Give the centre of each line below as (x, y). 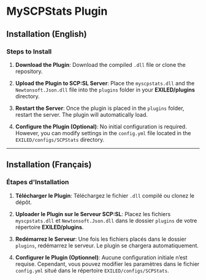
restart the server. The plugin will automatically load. (82, 114)
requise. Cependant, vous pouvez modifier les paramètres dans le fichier (107, 264)
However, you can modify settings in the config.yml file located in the (103, 133)
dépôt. (24, 202)
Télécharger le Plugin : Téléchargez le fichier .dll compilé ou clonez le (105, 195)
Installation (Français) (49, 165)
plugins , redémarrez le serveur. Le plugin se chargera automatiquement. (107, 245)
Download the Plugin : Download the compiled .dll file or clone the (100, 64)
